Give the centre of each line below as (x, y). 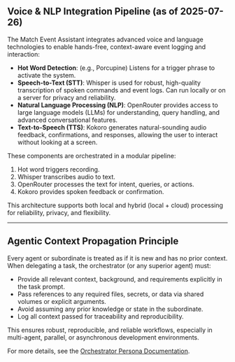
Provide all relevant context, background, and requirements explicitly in (120, 279)
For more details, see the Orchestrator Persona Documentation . (99, 351)
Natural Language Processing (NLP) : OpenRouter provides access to (117, 105)
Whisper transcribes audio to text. (66, 176)
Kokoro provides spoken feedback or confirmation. (91, 191)
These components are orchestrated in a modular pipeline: (92, 155)
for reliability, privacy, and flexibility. (59, 212)
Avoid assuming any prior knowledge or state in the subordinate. (110, 309)
